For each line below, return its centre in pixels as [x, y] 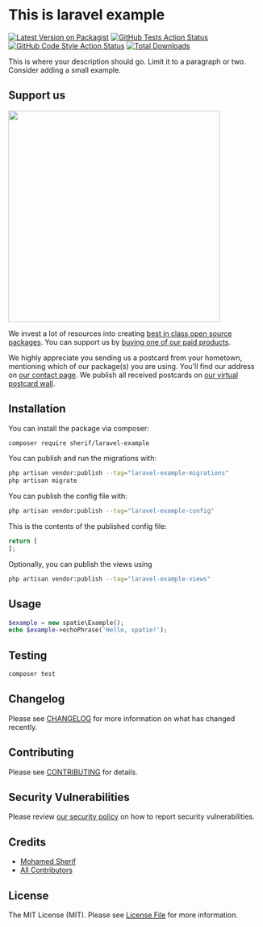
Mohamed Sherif [48, 862]
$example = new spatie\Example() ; [67, 623]
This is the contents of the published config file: [88, 526]
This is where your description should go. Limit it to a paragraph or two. [127, 61]
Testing [28, 655]
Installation [37, 409]
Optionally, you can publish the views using [80, 564]
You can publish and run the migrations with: [83, 459]
